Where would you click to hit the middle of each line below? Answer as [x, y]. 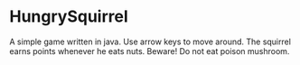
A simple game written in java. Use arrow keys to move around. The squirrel [150, 42]
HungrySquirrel [69, 17]
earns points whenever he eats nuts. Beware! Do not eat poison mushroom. [150, 51]
